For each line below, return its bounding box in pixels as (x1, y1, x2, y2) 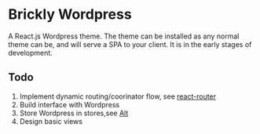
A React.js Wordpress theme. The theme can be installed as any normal (8, 31, 240, 41)
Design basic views (19, 116, 82, 126)
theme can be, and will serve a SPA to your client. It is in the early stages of (8, 39, 252, 49)
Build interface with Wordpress (19, 100, 120, 109)
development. (8, 48, 53, 57)
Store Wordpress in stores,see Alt (19, 108, 129, 118)
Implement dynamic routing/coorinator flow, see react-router (19, 92, 217, 101)
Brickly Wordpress (8, 5, 132, 24)
